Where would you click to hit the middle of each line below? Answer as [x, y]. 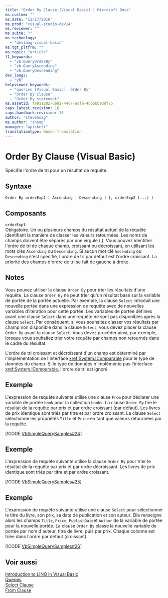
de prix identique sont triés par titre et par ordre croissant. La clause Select [83, 413]
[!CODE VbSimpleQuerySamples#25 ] [43, 482]
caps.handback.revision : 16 [35, 113]
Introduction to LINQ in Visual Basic [42, 574]
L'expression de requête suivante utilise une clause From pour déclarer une [82, 397]
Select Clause [20, 585]
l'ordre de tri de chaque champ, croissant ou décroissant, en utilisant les [80, 246]
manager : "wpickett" [27, 127]
